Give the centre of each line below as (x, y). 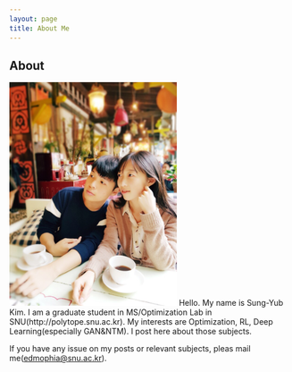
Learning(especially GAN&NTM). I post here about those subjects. (131, 332)
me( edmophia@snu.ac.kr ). (58, 359)
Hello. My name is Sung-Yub (231, 303)
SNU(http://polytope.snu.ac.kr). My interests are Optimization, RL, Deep (142, 322)
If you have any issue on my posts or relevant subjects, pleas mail (130, 349)
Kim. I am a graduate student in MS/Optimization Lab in (111, 312)
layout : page (33, 19)
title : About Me (39, 28)
